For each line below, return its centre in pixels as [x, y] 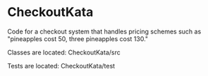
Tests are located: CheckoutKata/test [61, 66]
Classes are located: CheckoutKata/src [64, 52]
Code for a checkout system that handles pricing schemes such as [104, 31]
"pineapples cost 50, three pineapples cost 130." [78, 38]
